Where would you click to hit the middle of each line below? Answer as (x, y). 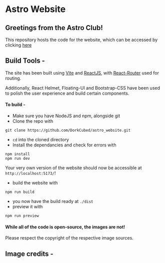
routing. (13, 78)
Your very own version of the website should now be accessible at (73, 168)
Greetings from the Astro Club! (54, 28)
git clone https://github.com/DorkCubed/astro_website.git (68, 130)
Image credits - (29, 254)
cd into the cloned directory (40, 140)
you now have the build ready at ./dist (53, 201)
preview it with (27, 207)
